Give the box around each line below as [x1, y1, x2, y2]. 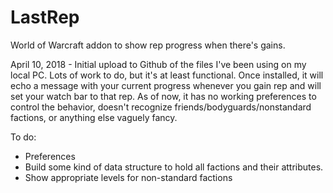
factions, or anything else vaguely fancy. [10, 111, 178, 123]
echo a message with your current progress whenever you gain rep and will [10, 79, 322, 91]
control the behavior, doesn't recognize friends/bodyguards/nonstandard [10, 101, 312, 113]
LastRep [10, 6, 80, 29]
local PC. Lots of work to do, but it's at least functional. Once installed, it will [10, 69, 324, 81]
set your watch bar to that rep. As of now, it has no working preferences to [10, 90, 317, 102]
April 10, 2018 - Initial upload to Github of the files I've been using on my [10, 58, 307, 70]
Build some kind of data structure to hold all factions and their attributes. [24, 161, 324, 173]
